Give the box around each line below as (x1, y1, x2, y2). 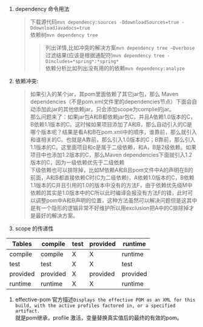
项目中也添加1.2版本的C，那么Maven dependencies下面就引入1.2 (30, 151, 193, 158)
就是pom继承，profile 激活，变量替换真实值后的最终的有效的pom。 (15, 314, 183, 321)
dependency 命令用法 (15, 5, 70, 12)
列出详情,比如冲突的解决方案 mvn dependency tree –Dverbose (45, 44, 195, 51)
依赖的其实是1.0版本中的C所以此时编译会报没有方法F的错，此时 (30, 189, 188, 196)
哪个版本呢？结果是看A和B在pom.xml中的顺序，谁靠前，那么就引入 (30, 128, 197, 136)
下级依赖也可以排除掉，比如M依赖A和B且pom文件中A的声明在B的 (30, 167, 194, 173)
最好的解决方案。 (35, 212, 79, 219)
